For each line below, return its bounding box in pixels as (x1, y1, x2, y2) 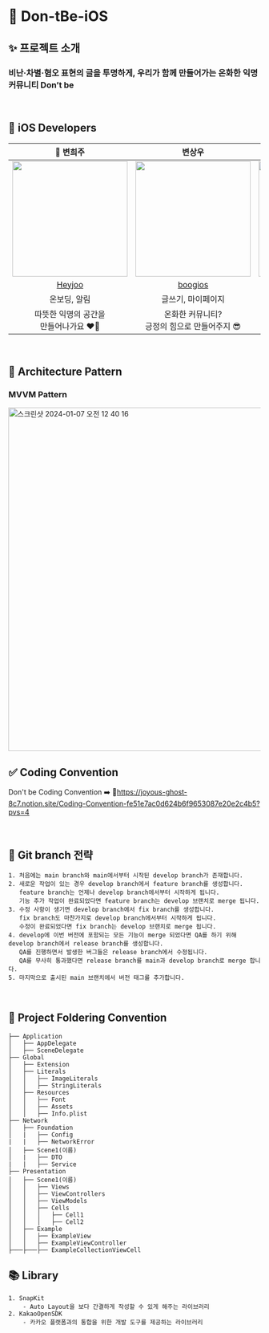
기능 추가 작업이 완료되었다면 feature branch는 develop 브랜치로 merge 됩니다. (18, 897, 260, 905)
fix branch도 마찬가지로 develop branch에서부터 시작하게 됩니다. (18, 914, 217, 922)
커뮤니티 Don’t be (8, 79, 74, 91)
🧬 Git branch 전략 (8, 848, 94, 862)
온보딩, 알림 (49, 293, 91, 304)
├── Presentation (8, 1167, 66, 1175)
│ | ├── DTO (8, 1153, 62, 1161)
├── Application (8, 1032, 62, 1040)
